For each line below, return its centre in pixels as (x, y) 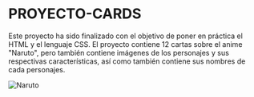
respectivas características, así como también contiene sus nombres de (127, 61)
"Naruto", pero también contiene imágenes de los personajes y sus (119, 52)
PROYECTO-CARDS (75, 14)
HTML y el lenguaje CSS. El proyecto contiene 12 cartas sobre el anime (125, 44)
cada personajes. (37, 69)
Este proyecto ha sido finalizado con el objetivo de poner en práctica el (125, 36)
